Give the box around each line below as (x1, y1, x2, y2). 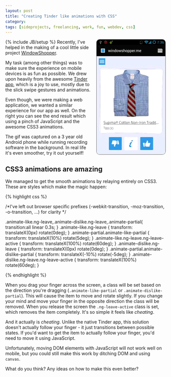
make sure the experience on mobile (5, 65, 82, 71)
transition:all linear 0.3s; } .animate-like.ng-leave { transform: (5, 224, 133, 231)
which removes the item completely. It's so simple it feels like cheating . (5, 309, 154, 315)
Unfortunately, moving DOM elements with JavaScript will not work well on (5, 345, 162, 351)
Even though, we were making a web (5, 97, 83, 103)
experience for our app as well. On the (5, 108, 85, 114)
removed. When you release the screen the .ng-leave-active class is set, (5, 304, 159, 310)
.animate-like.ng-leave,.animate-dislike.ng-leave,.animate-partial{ (5, 219, 144, 225)
